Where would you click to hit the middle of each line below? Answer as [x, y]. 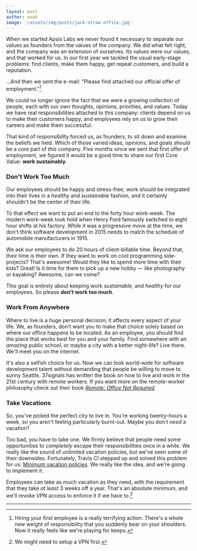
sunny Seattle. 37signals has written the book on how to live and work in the [98, 375]
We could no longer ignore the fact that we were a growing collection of [93, 100]
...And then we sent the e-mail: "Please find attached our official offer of [93, 82]
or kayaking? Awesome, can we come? [53, 275]
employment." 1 [24, 89]
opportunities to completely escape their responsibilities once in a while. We [98, 445]
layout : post [22, 11]
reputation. [19, 70]
